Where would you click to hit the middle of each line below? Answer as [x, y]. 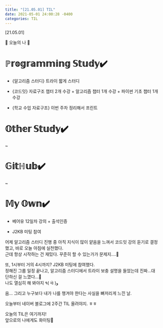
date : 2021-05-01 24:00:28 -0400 [39, 14]
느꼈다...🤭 [32, 277]
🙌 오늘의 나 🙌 [18, 42]
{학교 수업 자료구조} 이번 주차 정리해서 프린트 [55, 108]
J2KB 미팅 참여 [27, 232]
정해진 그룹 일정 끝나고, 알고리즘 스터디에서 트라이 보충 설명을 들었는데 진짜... [78, 271]
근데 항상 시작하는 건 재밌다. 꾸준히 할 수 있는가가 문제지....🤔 [62, 254]
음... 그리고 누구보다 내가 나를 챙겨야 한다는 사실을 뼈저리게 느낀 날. [69, 293]
